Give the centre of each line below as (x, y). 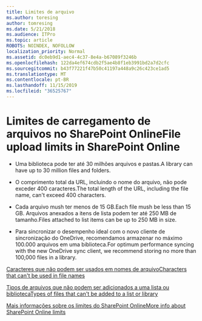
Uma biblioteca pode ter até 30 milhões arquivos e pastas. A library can (104, 164)
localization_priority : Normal (46, 52)
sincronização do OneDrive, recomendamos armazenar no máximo (99, 238)
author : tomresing (29, 23)
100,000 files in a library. (46, 257)
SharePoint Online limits (36, 312)
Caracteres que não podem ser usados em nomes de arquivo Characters (96, 269)
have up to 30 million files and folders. (63, 170)
